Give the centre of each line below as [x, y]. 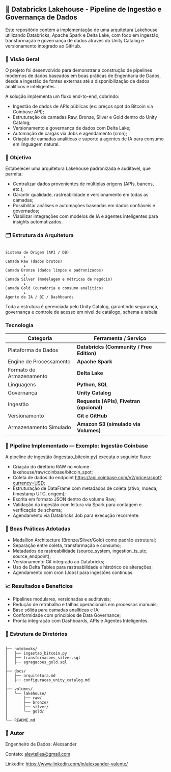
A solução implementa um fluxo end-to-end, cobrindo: [62, 96]
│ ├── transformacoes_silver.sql [43, 658]
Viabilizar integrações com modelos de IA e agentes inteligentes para [85, 216]
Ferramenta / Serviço [120, 338]
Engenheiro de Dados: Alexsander [41, 744]
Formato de [22, 370]
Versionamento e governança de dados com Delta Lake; [72, 128]
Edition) [87, 353]
